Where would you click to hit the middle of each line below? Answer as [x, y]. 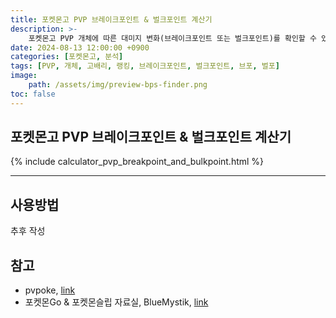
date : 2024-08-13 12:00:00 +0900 [80, 47]
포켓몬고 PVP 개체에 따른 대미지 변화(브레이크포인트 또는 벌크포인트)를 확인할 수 [172, 38]
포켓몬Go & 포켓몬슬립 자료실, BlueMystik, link [116, 302]
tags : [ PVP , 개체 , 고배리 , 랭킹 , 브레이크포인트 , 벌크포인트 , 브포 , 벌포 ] [145, 66]
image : [24, 76]
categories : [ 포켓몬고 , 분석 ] [67, 57]
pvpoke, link [50, 290]
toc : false [33, 94]
